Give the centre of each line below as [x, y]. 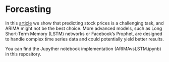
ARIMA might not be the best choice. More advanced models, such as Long [84, 28]
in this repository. [23, 54]
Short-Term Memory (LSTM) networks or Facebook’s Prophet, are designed [84, 33]
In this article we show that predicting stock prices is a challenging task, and [84, 23]
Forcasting [28, 9]
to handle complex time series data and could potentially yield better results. [84, 39]
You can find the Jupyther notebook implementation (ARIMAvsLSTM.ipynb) [83, 48]
